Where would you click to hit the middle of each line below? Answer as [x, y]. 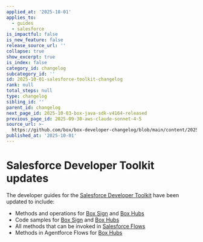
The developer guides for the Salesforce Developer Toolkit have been [93, 195]
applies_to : [21, 18]
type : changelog [27, 96]
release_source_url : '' [36, 46]
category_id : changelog [36, 68]
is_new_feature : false [35, 40]
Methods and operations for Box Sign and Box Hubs [80, 213]
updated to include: [31, 201]
